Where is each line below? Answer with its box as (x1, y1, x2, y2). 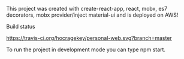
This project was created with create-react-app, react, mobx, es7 (6, 5, 168, 12)
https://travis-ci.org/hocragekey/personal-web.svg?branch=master (6, 35, 172, 41)
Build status (6, 23, 35, 30)
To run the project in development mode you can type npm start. (6, 46, 166, 53)
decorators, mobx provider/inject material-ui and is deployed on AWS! (6, 11, 179, 18)
